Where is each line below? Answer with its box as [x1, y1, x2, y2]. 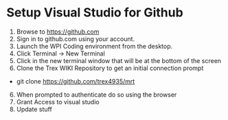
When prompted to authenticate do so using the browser [16, 91, 177, 99]
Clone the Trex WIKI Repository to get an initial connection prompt [16, 64, 204, 72]
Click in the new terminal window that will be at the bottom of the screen [16, 56, 221, 64]
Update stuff [16, 105, 52, 113]
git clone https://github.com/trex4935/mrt [16, 77, 135, 85]
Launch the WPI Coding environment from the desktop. [16, 42, 173, 50]
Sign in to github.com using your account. [16, 34, 135, 43]
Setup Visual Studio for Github [6, 5, 183, 21]
